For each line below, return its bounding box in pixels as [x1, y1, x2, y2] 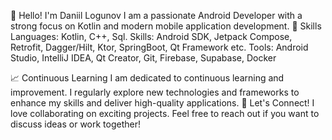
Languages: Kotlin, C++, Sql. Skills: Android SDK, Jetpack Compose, [10, 31, 293, 42]
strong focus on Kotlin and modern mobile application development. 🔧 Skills [10, 20, 322, 32]
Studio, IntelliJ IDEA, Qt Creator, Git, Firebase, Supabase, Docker [10, 52, 277, 64]
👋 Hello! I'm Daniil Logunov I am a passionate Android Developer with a [10, 10, 303, 21]
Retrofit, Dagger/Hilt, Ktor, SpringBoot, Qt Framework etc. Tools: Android [10, 41, 309, 53]
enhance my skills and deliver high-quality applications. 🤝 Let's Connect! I [10, 97, 315, 109]
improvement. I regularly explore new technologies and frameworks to [10, 86, 300, 98]
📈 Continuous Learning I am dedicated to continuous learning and [10, 72, 285, 84]
